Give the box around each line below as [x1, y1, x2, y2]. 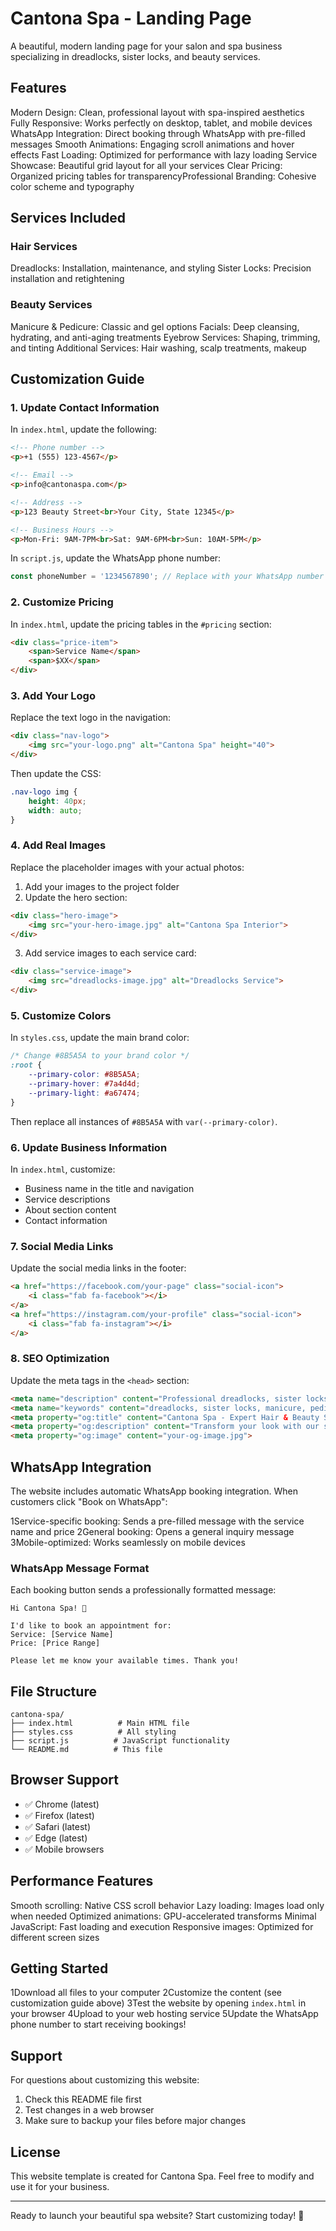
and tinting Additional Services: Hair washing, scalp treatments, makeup [10, 342, 307, 354]
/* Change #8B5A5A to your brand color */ [10, 1051, 190, 1061]
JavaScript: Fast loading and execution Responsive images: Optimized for [10, 1920, 314, 1932]
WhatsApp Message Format [10, 1561, 150, 1575]
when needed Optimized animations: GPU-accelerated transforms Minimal [10, 1910, 317, 1922]
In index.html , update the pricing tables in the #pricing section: [10, 618, 272, 630]
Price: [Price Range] [10, 1638, 101, 1649]
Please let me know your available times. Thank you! [10, 1656, 240, 1666]
